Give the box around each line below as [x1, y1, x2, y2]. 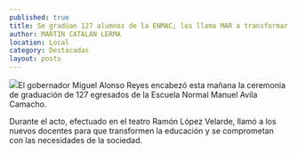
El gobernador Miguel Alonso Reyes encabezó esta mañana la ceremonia [18, 80, 286, 90]
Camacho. [9, 99, 47, 109]
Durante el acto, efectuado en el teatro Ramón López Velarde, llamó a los [9, 117, 277, 126]
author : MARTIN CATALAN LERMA [9, 29, 122, 38]
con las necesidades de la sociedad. [9, 135, 143, 145]
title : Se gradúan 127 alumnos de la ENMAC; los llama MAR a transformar [9, 21, 289, 30]
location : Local [9, 37, 69, 47]
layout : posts [9, 54, 62, 63]
